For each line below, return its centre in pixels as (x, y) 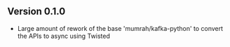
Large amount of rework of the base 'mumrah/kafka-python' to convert (120, 28)
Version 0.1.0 (36, 12)
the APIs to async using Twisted (63, 36)
